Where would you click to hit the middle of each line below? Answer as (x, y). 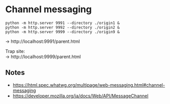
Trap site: (15, 51)
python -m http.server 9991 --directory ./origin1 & (63, 23)
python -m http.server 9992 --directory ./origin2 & (63, 27)
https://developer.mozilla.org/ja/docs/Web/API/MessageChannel (81, 96)
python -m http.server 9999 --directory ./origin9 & (63, 32)
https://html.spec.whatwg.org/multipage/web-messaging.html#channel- (89, 85)
